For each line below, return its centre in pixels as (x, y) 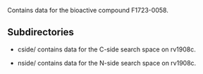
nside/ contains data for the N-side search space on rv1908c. (107, 63)
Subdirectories (41, 32)
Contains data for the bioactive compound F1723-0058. (88, 10)
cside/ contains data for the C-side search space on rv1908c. (106, 49)
